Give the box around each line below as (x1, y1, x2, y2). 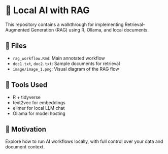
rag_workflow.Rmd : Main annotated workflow (12, 55, 105, 61)
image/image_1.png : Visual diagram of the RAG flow (12, 66, 119, 72)
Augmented (5, 26, 30, 33)
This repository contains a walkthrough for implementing (5, 21, 124, 27)
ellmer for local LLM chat (12, 105, 65, 111)
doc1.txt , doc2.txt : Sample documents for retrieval (12, 60, 120, 67)
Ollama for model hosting (12, 110, 66, 116)
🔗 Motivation (5, 125, 47, 134)
